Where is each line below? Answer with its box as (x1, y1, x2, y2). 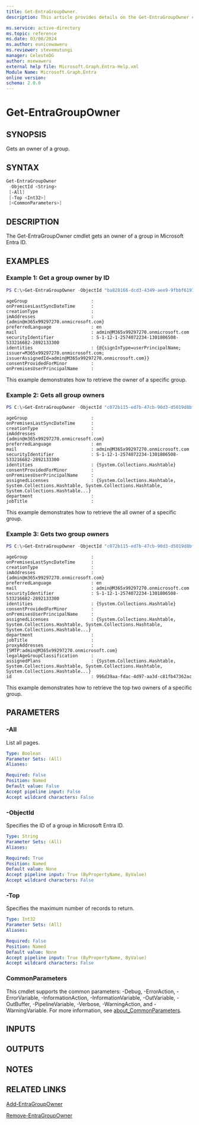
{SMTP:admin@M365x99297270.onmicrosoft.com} (6, 648, 118, 654)
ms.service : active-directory (6, 25, 81, 31)
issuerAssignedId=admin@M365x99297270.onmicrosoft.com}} (6, 355, 150, 361)
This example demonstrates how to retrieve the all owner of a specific (6, 509, 176, 516)
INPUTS (6, 1024, 36, 1034)
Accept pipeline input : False (6, 789, 81, 795)
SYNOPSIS (6, 129, 47, 140)
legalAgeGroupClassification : (6, 653, 94, 659)
